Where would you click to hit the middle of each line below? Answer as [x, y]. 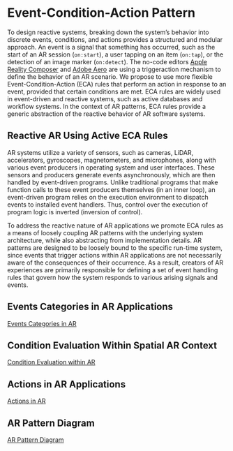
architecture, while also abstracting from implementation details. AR [105, 240]
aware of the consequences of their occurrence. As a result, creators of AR [115, 263]
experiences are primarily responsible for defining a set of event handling [113, 269]
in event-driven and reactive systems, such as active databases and [105, 98]
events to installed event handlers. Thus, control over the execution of [107, 205]
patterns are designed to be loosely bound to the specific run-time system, [115, 247]
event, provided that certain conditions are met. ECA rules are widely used [114, 91]
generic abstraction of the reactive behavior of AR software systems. [106, 114]
